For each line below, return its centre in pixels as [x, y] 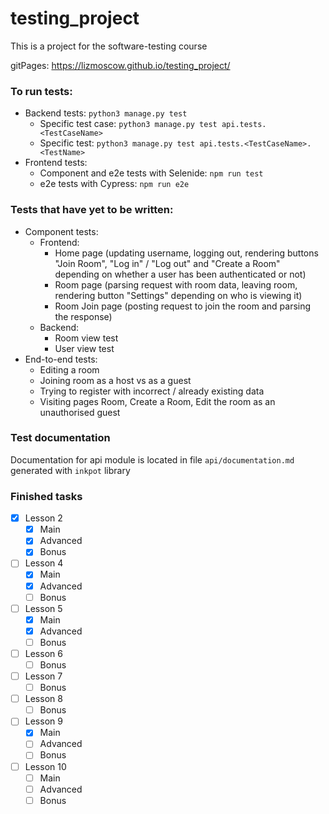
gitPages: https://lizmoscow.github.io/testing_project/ [120, 65]
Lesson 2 [43, 518]
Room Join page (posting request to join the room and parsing [183, 306]
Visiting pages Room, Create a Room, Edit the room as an [157, 401]
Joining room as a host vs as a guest [115, 380]
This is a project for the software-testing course [109, 46]
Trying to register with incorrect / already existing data [152, 391]
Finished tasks [46, 496]
